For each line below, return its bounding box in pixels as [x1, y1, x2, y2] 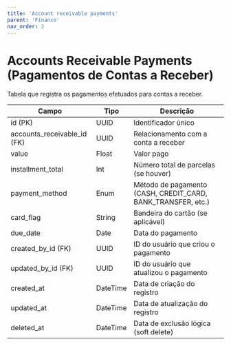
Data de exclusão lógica [133, 318, 211, 328]
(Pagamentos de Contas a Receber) [7, 67, 214, 83]
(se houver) [133, 169, 172, 179]
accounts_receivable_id [10, 129, 87, 139]
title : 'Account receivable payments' [7, 10, 118, 17]
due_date [10, 228, 41, 238]
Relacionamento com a [133, 129, 208, 139]
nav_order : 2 [7, 23, 45, 30]
